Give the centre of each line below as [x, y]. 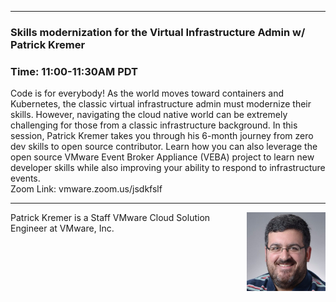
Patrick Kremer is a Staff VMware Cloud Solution [110, 218]
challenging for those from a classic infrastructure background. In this [154, 125]
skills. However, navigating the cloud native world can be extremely [149, 115]
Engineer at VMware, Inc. [62, 228]
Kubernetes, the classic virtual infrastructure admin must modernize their [161, 104]
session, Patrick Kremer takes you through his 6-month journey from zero [162, 136]
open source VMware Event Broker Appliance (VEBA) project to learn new [162, 157]
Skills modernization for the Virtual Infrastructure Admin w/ [158, 32]
